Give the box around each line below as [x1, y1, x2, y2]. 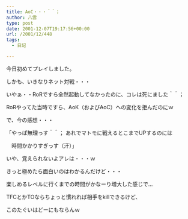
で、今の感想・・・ [6, 116, 54, 124]
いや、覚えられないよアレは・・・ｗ [6, 154, 96, 162]
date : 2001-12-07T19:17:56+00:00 [6, 25, 90, 32]
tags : [6, 37, 20, 43]
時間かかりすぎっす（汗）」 [11, 142, 77, 149]
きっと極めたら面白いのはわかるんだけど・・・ [6, 167, 122, 175]
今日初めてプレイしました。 [6, 65, 75, 72]
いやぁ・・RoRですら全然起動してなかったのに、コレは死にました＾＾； [6, 90, 184, 98]
